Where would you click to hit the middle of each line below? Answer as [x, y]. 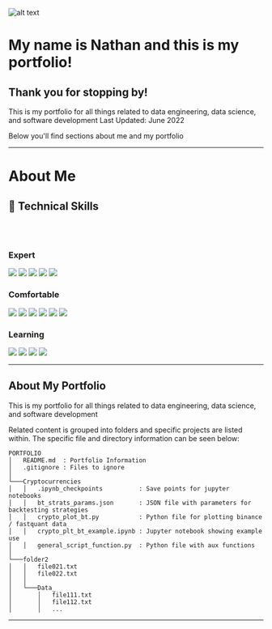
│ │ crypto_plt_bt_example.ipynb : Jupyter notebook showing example [136, 531]
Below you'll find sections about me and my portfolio [96, 136]
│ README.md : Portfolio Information [78, 460]
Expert [22, 255]
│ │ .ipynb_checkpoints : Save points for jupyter [119, 489]
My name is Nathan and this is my [124, 45]
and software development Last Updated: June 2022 [96, 120]
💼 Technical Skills [54, 206]
